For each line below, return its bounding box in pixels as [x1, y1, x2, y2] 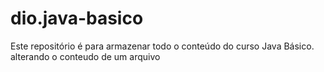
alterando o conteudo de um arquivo [10, 50, 161, 62]
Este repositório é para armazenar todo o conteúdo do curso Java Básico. [10, 40, 315, 52]
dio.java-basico [10, 7, 144, 30]
